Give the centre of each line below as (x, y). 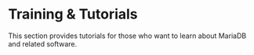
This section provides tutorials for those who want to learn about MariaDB (127, 36)
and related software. (43, 43)
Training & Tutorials (73, 14)
